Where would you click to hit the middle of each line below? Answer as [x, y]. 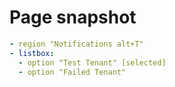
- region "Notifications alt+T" [76, 44]
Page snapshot [73, 17]
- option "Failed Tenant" [72, 72]
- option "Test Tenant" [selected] [92, 62]
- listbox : [32, 53]
